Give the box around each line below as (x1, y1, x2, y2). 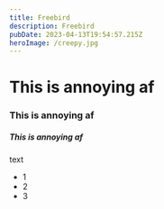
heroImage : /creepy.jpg (9, 38, 99, 48)
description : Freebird (9, 22, 95, 31)
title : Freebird (9, 13, 70, 23)
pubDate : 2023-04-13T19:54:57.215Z (9, 30, 143, 39)
